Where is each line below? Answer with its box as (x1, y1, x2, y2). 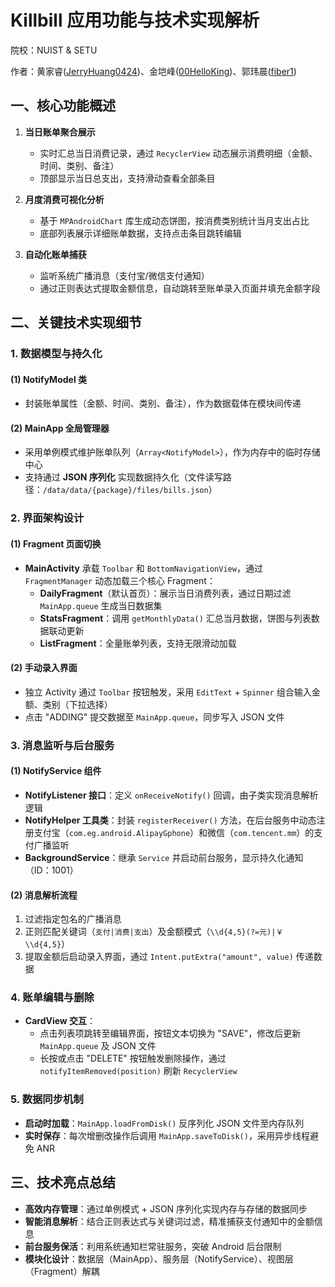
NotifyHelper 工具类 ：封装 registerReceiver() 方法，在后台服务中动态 (24, 814, 317, 826)
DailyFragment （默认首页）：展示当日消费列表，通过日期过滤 (39, 587, 292, 599)
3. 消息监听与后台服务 (10, 738, 115, 752)
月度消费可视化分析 (24, 193, 105, 205)
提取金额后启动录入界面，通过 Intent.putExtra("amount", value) (24, 951, 294, 963)
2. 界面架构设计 (10, 511, 85, 525)
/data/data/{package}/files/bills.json (42, 486, 209, 496)
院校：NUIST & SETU (10, 44, 98, 56)
